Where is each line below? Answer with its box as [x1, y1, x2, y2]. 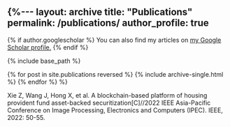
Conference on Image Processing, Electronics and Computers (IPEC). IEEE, [7, 105, 224, 114]
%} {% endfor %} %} [7, 77, 69, 86]
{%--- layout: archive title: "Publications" [7, 6, 193, 18]
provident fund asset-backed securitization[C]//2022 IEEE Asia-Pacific [7, 98, 211, 107]
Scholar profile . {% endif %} [7, 43, 89, 52]
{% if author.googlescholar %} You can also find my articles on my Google [7, 36, 222, 44]
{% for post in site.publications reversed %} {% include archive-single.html [7, 70, 224, 78]
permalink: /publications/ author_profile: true [7, 17, 210, 29]
